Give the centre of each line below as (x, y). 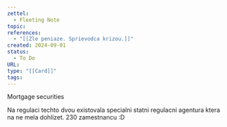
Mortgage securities (36, 97)
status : (18, 52)
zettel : (18, 13)
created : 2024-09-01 (37, 45)
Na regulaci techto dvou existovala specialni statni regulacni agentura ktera (113, 110)
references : (24, 33)
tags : (15, 77)
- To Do (24, 58)
